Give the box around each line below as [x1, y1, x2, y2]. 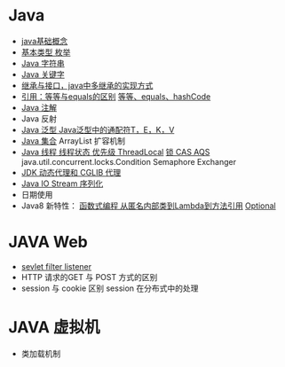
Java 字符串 [20, 58, 66, 68]
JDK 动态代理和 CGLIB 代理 [20, 167, 122, 177]
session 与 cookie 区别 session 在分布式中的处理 [20, 283, 199, 293]
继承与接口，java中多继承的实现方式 [20, 80, 154, 90]
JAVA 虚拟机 [8, 317, 100, 338]
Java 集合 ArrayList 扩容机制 [20, 135, 126, 146]
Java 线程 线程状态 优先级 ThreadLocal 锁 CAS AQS [20, 146, 210, 157]
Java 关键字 [20, 68, 66, 80]
